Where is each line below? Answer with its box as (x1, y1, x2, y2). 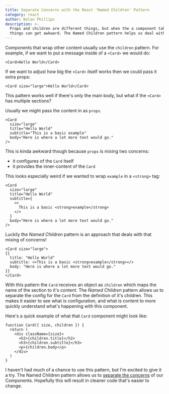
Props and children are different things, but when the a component (10, 26, 156, 31)
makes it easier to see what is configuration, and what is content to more (5, 298, 156, 304)
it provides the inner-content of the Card (12, 163, 96, 169)
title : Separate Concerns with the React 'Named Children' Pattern (5, 7, 150, 13)
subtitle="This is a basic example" (10, 130, 87, 136)
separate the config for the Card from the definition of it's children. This (5, 293, 152, 298)
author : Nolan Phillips (5, 17, 55, 22)
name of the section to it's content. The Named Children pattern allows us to (5, 287, 164, 293)
